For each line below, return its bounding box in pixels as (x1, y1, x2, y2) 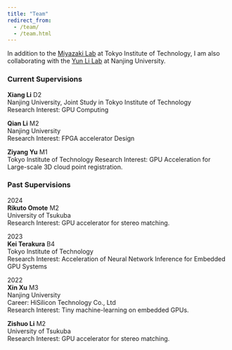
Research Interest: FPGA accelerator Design (7, 134, 135, 142)
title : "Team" (7, 10, 49, 18)
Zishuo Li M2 (7, 319, 46, 327)
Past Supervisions (7, 180, 72, 190)
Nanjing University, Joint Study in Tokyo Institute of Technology (7, 98, 192, 106)
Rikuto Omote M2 (7, 204, 60, 212)
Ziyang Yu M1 (7, 147, 48, 156)
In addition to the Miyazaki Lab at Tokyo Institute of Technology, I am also (7, 49, 220, 58)
